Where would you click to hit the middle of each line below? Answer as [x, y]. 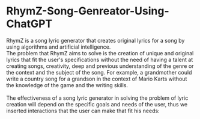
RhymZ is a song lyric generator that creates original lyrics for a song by [95, 40]
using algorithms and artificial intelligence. [59, 47]
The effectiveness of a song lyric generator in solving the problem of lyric [97, 98]
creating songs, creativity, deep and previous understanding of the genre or [100, 66]
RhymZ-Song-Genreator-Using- [88, 11]
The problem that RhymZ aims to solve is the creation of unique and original [100, 53]
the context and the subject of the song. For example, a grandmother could [99, 72]
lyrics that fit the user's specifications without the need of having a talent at [100, 59]
